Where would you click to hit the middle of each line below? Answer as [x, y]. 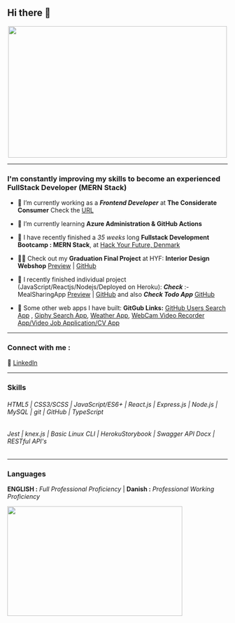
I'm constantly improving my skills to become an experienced [114, 178]
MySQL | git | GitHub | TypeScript [55, 412]
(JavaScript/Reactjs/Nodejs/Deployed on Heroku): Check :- [103, 287]
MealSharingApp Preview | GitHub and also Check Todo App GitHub [116, 295]
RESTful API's [27, 441]
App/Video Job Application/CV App [69, 323]
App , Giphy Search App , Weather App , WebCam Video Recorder [111, 316]
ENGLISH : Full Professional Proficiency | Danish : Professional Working [111, 489]
